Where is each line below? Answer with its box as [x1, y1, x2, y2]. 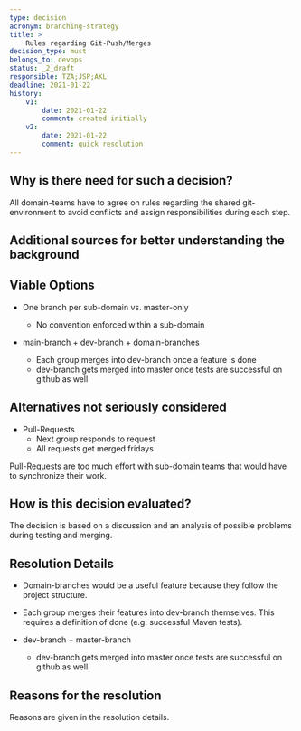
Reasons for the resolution [9, 688, 162, 703]
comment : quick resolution [42, 139, 144, 148]
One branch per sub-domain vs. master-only [22, 301, 189, 312]
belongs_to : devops [9, 55, 83, 64]
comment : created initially [42, 114, 147, 123]
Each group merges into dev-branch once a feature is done [35, 354, 257, 365]
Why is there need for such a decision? [9, 173, 233, 188]
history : [9, 89, 42, 98]
